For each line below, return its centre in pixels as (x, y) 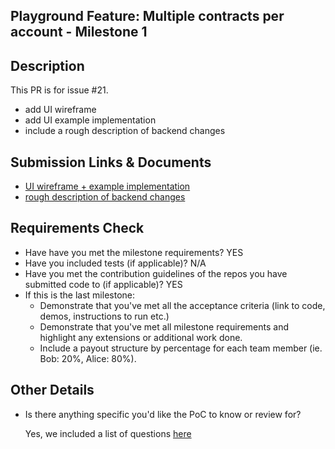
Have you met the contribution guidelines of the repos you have (156, 273)
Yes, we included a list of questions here (108, 433)
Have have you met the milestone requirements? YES (134, 252)
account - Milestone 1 (79, 32)
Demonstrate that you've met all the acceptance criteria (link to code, (182, 305)
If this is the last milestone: (79, 295)
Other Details (52, 390)
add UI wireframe (60, 110)
